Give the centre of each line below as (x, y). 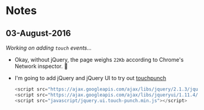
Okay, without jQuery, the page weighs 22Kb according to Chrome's (99, 60)
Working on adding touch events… (49, 48)
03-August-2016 (38, 33)
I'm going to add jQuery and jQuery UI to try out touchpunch (90, 78)
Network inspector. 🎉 (41, 66)
